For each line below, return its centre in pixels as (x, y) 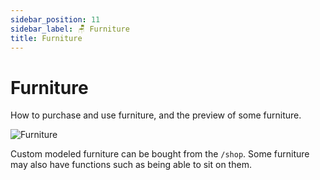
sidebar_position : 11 (55, 19)
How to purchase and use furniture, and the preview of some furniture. (156, 115)
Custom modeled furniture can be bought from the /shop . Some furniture (160, 154)
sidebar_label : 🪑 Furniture (70, 29)
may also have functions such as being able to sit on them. (131, 165)
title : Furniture (46, 38)
